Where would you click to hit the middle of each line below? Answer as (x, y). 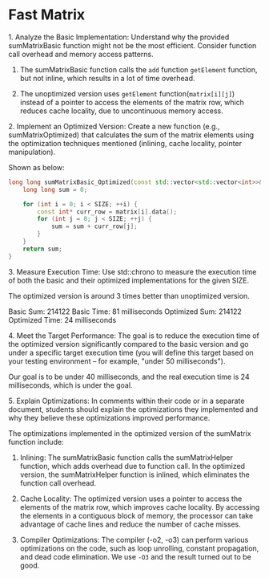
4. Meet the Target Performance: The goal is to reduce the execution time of (134, 336)
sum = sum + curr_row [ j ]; (94, 226)
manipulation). (32, 152)
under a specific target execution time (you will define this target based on (131, 352)
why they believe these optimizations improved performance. (109, 417)
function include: (36, 442)
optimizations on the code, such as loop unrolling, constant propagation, (139, 548)
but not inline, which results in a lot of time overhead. (107, 78)
